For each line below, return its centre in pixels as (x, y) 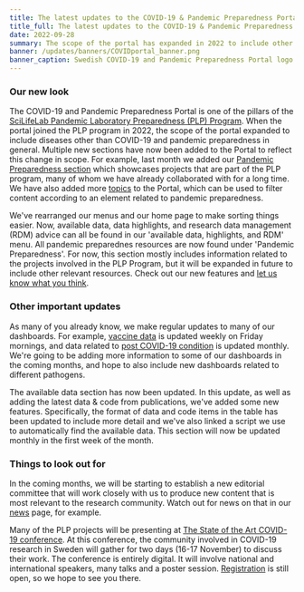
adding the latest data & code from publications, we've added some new (144, 402)
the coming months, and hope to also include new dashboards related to (144, 364)
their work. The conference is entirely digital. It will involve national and (142, 558)
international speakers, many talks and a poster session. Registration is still (149, 568)
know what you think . (49, 283)
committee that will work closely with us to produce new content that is (142, 493)
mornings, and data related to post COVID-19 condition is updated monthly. (149, 345)
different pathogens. (47, 374)
